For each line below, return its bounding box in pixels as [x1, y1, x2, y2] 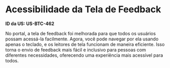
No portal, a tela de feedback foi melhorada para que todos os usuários [5, 30, 156, 36]
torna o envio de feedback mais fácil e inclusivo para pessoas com [5, 47, 146, 53]
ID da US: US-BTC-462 [5, 20, 55, 27]
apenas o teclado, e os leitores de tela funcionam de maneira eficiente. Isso [5, 41, 165, 47]
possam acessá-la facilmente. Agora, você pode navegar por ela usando [5, 36, 159, 42]
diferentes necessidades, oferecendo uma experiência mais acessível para [5, 52, 163, 58]
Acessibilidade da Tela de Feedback [5, 4, 161, 15]
